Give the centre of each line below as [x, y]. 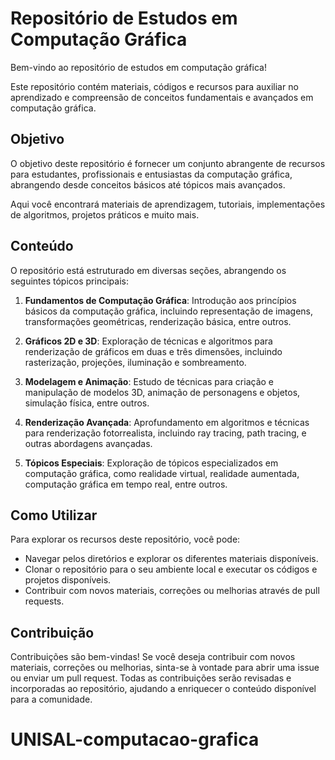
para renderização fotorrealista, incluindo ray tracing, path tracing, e [165, 433]
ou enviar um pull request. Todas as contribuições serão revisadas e [151, 678]
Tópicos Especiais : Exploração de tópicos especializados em [151, 463]
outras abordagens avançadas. [88, 443]
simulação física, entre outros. [87, 403]
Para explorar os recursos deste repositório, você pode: [125, 539]
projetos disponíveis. [68, 580]
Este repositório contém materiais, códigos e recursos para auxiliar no [154, 86]
